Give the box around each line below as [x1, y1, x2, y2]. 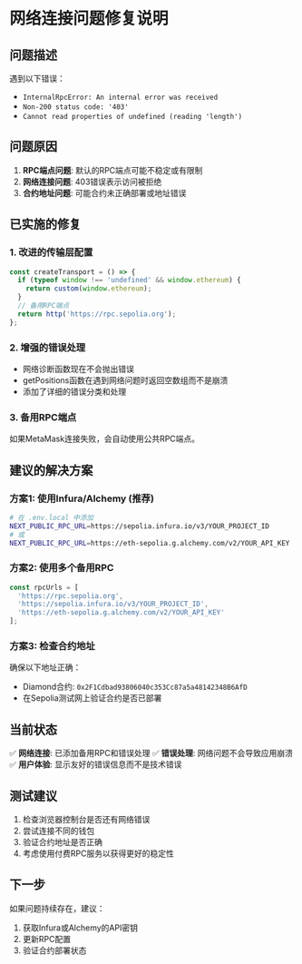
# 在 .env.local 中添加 [9, 513, 93, 522]
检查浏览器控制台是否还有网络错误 [22, 814, 151, 824]
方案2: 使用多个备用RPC [9, 562, 114, 575]
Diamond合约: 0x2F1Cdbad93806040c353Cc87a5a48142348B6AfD [22, 682, 248, 693]
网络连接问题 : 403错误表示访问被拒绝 [22, 176, 162, 187]
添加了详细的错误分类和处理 [22, 386, 127, 397]
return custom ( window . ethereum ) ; [25, 284, 152, 293]
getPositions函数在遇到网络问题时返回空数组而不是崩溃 [22, 374, 229, 386]
